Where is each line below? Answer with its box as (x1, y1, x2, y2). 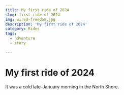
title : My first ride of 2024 (5, 7, 70, 13)
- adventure (10, 36, 36, 41)
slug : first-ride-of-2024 (5, 12, 60, 17)
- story (10, 41, 26, 46)
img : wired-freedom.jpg (5, 17, 56, 22)
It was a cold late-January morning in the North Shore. (5, 83, 119, 89)
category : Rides (5, 26, 40, 31)
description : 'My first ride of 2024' (5, 21, 87, 27)
